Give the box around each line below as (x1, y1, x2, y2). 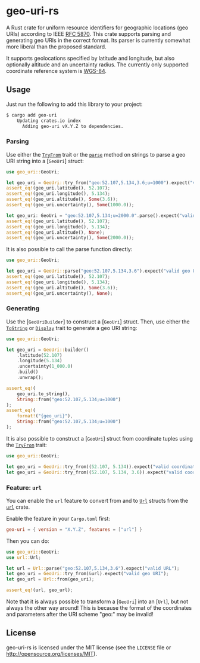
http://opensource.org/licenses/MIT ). (6, 650, 97, 657)
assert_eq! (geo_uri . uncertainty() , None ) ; (6, 290, 113, 297)
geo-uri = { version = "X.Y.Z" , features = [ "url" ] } (6, 526, 143, 533)
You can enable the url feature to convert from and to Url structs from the (6, 497, 189, 504)
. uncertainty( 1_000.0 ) (17, 363, 73, 369)
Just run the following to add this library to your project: (6, 100, 143, 108)
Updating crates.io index (17, 118, 82, 124)
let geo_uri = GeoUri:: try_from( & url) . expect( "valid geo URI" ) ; (6, 571, 169, 577)
